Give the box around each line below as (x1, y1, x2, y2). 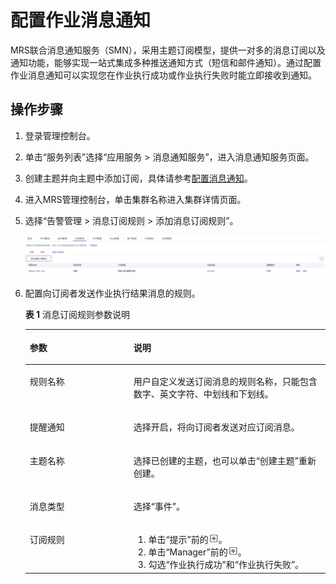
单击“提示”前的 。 (148, 534, 228, 546)
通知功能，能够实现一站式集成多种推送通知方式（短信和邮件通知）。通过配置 (10, 56, 322, 68)
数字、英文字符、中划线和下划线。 (133, 388, 274, 400)
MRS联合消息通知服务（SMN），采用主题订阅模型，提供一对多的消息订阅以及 (10, 44, 326, 56)
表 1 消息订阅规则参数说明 (24, 309, 131, 321)
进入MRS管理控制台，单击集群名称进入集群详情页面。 (24, 193, 247, 205)
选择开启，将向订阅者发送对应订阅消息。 (133, 421, 300, 433)
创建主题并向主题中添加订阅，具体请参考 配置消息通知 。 (24, 172, 253, 184)
